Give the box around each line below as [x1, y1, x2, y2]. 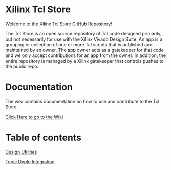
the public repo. [5, 63, 39, 69]
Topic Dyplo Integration [5, 158, 55, 165]
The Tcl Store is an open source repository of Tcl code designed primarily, [5, 30, 162, 36]
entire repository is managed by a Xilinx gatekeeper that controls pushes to [5, 58, 164, 64]
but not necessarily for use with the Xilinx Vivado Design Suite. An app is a [5, 36, 163, 42]
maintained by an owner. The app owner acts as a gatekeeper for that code [5, 47, 164, 53]
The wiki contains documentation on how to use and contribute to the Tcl [5, 98, 160, 104]
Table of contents [5, 132, 82, 143]
